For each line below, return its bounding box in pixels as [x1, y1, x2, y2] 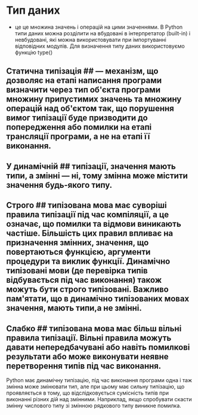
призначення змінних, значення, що [6, 237, 149, 248]
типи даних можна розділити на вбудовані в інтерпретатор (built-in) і [14, 29, 191, 36]
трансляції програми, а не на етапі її [6, 132, 150, 142]
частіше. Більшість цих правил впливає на [6, 228, 174, 239]
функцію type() [14, 48, 52, 56]
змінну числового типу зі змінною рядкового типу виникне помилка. [6, 402, 182, 409]
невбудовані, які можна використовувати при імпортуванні [14, 36, 167, 43]
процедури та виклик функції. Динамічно [6, 257, 171, 267]
